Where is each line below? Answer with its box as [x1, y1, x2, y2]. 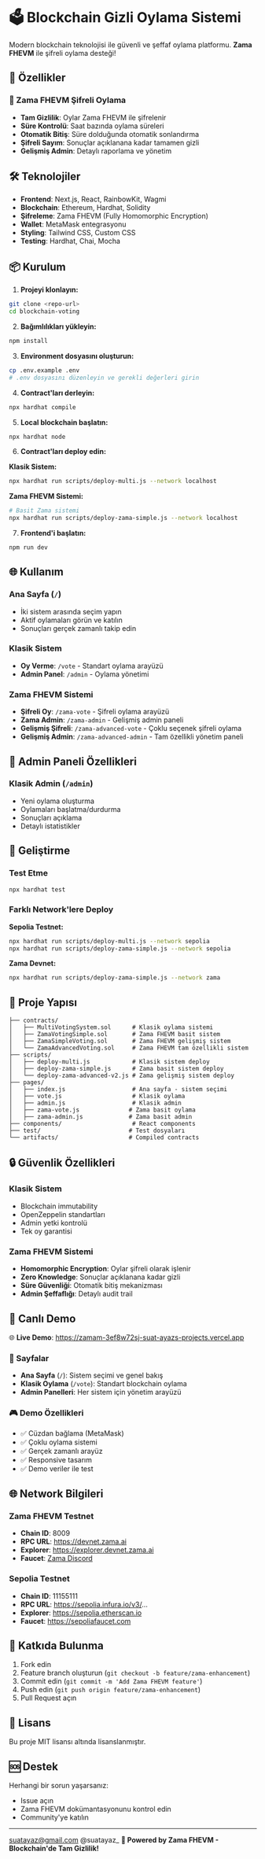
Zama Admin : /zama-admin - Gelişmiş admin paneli [20, 715, 184, 725]
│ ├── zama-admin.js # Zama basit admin [9, 1113, 193, 1121]
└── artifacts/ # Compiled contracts [9, 1134, 200, 1142]
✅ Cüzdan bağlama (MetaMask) [20, 1428, 124, 1438]
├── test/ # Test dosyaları [9, 1127, 186, 1135]
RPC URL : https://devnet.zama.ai [20, 1537, 127, 1547]
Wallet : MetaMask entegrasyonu [20, 219, 127, 229]
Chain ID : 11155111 [20, 1591, 78, 1600]
